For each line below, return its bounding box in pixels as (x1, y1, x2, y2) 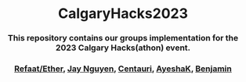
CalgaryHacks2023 (57, 5, 189, 23)
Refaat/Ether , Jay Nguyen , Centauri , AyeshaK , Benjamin (14, 63, 232, 74)
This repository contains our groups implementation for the (7, 33, 239, 44)
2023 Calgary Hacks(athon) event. (55, 42, 191, 53)
